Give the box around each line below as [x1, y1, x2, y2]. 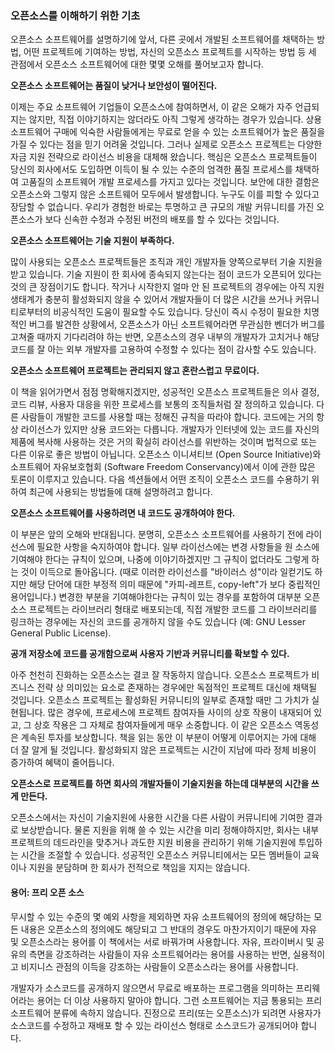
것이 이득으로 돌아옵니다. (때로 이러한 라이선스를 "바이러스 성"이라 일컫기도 [20, 566, 313, 578]
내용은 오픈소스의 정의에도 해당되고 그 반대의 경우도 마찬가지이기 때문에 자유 [20, 923, 318, 935]
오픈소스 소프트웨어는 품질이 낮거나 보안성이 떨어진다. [10, 80, 218, 92]
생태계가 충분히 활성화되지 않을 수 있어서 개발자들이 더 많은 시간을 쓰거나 [10, 293, 293, 306]
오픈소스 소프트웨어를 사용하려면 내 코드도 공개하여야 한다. [10, 507, 236, 519]
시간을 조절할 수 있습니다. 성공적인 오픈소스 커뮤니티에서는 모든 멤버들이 [20, 849, 302, 861]
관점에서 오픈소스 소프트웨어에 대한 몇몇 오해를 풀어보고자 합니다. [10, 58, 265, 71]
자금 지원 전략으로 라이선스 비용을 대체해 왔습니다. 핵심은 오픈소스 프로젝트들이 [10, 151, 318, 163]
